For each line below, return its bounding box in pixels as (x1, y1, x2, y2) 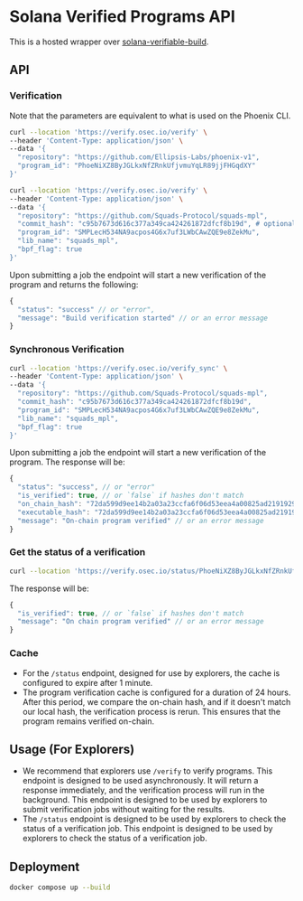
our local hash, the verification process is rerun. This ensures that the (22, 706, 281, 717)
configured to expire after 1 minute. (22, 677, 153, 688)
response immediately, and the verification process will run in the (22, 784, 265, 796)
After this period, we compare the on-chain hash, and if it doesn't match (22, 696, 291, 707)
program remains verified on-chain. (22, 716, 155, 727)
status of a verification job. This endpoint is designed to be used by (22, 823, 273, 834)
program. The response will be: (9, 456, 126, 467)
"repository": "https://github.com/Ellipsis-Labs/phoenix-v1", (17, 153, 260, 162)
